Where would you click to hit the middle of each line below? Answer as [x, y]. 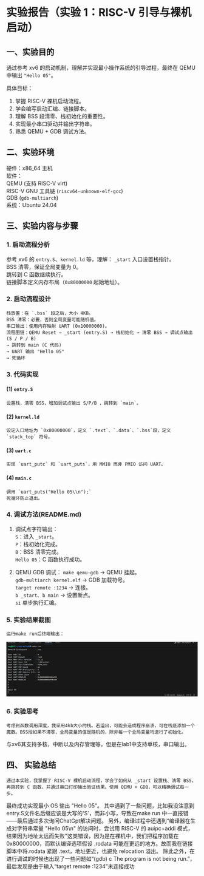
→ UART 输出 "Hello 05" [36, 351]
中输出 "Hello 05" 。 [31, 75]
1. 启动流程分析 [28, 245]
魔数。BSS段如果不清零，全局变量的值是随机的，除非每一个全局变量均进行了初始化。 [96, 732]
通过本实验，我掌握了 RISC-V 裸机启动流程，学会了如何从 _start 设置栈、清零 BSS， [101, 781]
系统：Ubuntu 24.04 [32, 205]
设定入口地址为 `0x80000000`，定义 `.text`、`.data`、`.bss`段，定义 [89, 431]
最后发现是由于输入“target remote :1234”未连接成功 [70, 866]
